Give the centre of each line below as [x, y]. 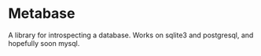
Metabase [42, 14]
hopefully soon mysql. [44, 43]
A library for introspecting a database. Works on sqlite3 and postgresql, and [131, 35]
